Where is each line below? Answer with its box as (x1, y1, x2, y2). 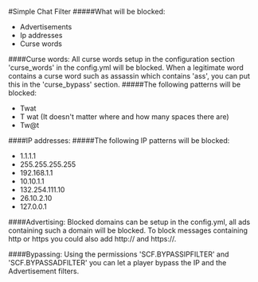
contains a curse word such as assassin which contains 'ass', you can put (8, 71, 251, 80)
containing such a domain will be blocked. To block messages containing (8, 226, 248, 235)
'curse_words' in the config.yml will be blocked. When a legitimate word (8, 63, 244, 72)
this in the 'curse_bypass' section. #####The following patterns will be (8, 79, 241, 89)
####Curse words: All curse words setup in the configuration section (8, 55, 235, 64)
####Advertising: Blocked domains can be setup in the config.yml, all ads (8, 218, 251, 226)
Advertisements (19, 22, 72, 31)
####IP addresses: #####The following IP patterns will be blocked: (8, 136, 230, 145)
